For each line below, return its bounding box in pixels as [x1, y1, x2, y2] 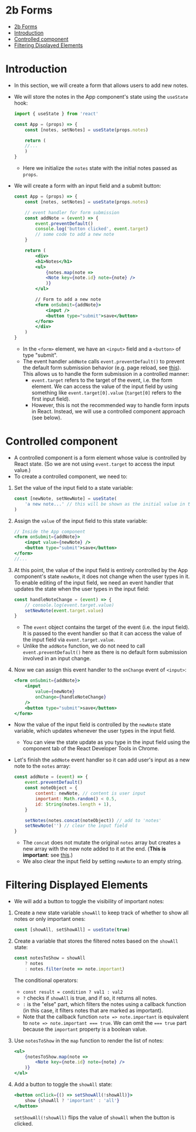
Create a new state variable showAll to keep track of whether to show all [13, 909, 189, 916]
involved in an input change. [22, 655, 92, 662]
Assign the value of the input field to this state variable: [13, 517, 148, 524]
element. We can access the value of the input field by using [31, 383, 178, 390]
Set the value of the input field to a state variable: [13, 484, 133, 491]
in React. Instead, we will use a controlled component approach [31, 408, 185, 415]
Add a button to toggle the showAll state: [13, 1081, 113, 1088]
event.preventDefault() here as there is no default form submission [22, 649, 187, 656]
